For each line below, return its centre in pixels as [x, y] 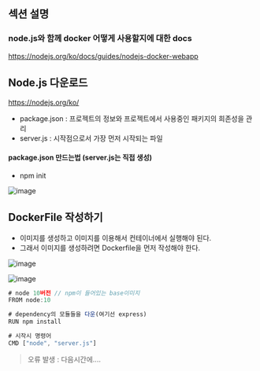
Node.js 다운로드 [48, 83]
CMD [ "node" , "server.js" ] [52, 343]
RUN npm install [35, 322]
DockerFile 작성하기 [56, 217]
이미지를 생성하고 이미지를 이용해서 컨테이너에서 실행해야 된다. [115, 237]
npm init [33, 175]
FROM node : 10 [30, 300]
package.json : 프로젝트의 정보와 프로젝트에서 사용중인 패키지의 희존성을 [132, 118]
